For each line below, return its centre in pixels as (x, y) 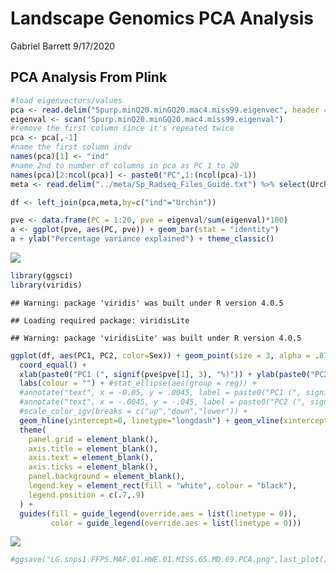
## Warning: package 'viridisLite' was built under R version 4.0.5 (156, 338)
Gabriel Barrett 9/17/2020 (63, 46)
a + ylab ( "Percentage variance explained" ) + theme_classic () (142, 239)
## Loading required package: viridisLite (100, 320)
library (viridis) (46, 285)
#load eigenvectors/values (66, 100)
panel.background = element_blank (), (107, 477)
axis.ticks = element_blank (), (93, 467)
